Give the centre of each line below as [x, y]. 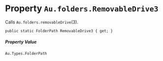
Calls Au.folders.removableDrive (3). [42, 22]
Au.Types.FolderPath [26, 53]
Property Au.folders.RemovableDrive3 [82, 9]
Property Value [21, 41]
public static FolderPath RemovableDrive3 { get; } [59, 31]
